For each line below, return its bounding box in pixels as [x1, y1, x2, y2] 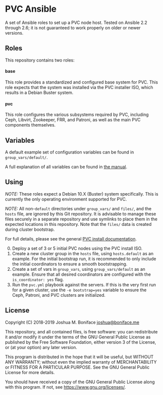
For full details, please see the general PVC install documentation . [5, 236, 137, 241]
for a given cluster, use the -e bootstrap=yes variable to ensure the [12, 287, 147, 293]
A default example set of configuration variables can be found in [5, 149, 134, 155]
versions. [5, 30, 23, 36]
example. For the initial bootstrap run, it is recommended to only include [12, 256, 157, 262]
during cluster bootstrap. [5, 226, 55, 232]
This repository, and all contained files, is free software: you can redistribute [5, 329, 158, 334]
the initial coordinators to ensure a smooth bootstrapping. [12, 261, 127, 267]
